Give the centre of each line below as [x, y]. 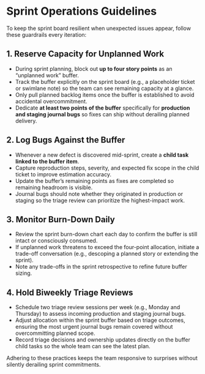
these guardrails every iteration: [47, 34]
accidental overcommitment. [51, 101]
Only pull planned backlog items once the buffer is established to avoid [105, 95]
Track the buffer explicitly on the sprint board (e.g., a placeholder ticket [105, 81]
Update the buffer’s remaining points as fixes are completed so [95, 181]
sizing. [24, 273]
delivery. [26, 121]
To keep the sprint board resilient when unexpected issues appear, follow [99, 28]
